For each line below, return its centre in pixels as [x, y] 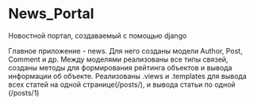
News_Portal [51, 14]
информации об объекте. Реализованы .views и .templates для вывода [128, 76]
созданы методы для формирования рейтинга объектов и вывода [120, 67]
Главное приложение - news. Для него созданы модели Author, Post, [125, 51]
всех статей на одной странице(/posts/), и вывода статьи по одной [122, 84]
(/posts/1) [24, 92]
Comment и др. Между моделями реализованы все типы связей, [118, 59]
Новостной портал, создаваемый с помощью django [98, 36]
